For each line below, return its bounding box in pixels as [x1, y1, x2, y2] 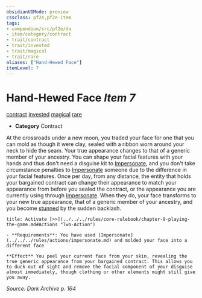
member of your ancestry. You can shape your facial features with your [6, 153, 183, 160]
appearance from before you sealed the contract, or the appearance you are [6, 185, 196, 193]
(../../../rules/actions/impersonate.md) [6, 238, 112, 244]
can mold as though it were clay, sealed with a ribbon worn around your [6, 141, 185, 148]
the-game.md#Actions [6, 221, 58, 228]
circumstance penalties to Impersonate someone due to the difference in [6, 166, 187, 174]
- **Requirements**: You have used [6, 232, 96, 238]
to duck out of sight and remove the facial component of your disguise [6, 264, 193, 270]
